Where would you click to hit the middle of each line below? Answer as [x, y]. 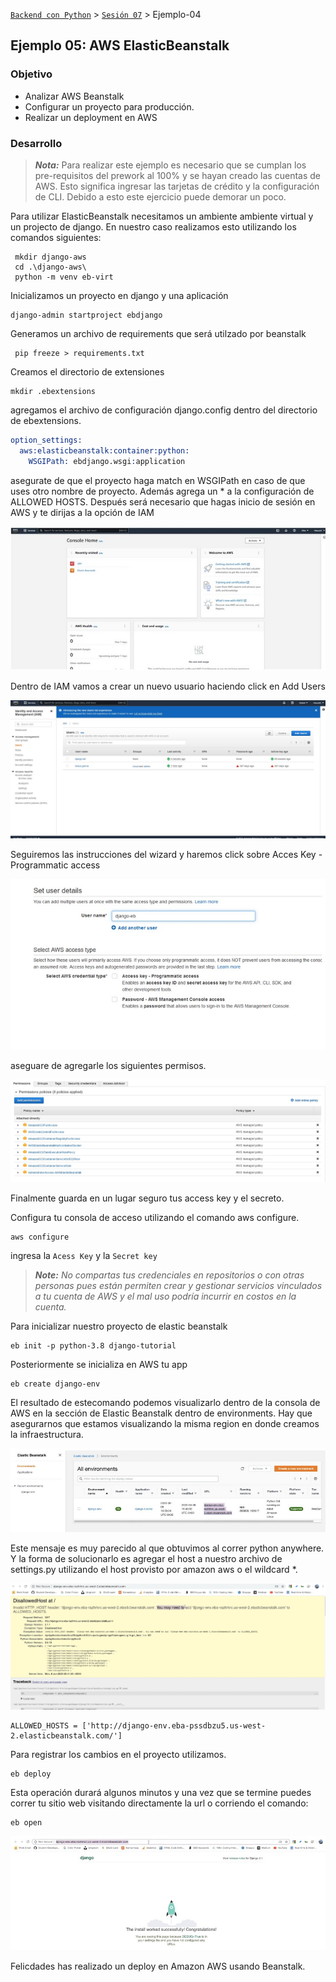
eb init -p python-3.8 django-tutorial [93, 1346]
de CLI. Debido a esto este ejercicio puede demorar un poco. [160, 196]
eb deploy [31, 1774]
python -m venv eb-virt [64, 277]
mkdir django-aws [50, 257]
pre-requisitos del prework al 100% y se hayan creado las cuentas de [177, 175]
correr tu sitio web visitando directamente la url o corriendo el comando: [159, 1803]
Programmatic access [55, 865]
